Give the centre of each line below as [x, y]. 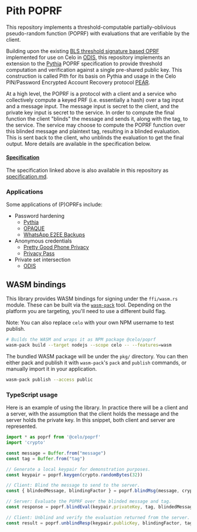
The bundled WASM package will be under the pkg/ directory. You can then [97, 356]
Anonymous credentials [43, 241]
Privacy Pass [39, 254]
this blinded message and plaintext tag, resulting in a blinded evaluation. [93, 131]
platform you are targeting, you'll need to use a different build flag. [86, 311]
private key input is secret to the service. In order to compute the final [90, 112]
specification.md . [27, 177]
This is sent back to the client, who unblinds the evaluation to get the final [95, 137]
